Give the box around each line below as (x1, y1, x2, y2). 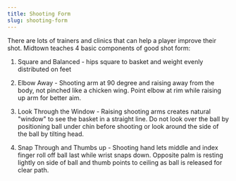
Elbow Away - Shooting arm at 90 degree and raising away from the (17, 78, 215, 87)
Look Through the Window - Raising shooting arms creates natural (17, 107, 211, 116)
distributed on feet (17, 65, 72, 73)
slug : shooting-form (7, 17, 68, 24)
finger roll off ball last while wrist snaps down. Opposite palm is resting (17, 151, 223, 159)
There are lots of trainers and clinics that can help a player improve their (7, 36, 217, 44)
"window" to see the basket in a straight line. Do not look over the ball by (17, 114, 229, 123)
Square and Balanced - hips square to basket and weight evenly (17, 57, 204, 65)
